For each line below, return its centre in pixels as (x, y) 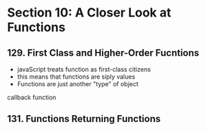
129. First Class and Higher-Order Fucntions (103, 53)
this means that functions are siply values (76, 77)
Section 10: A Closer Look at (89, 13)
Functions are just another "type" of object (78, 84)
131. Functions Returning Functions (84, 119)
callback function (32, 97)
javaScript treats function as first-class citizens (84, 69)
